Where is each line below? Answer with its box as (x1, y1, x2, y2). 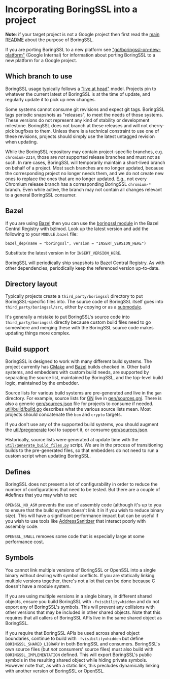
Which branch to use (5, 72, 73, 81)
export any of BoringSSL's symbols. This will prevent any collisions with (5, 604, 155, 610)
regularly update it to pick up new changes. (5, 96, 96, 102)
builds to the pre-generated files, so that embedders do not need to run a (5, 447, 159, 454)
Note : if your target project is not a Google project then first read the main (5, 31, 160, 37)
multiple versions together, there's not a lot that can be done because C (5, 578, 155, 584)
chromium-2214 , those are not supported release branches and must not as (5, 154, 160, 160)
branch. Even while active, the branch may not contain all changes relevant (5, 186, 162, 192)
